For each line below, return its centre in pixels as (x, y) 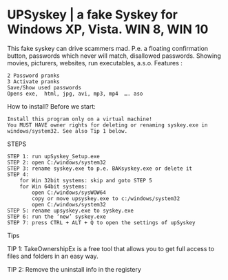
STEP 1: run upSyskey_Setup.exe (53, 156)
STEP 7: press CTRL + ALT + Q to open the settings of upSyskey (101, 223)
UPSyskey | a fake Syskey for (92, 15)
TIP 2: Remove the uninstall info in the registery (74, 269)
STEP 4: (18, 174)
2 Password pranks (33, 76)
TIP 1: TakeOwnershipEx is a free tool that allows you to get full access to (111, 248)
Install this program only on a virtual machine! (80, 119)
